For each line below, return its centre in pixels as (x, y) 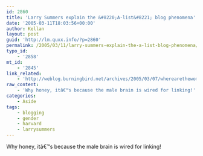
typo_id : (17, 51)
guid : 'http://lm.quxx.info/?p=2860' (54, 40)
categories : (21, 96)
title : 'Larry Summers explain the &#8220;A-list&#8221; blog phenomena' (101, 17)
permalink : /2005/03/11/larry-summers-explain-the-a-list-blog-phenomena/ (102, 46)
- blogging (31, 113)
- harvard (30, 124)
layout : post (23, 34)
